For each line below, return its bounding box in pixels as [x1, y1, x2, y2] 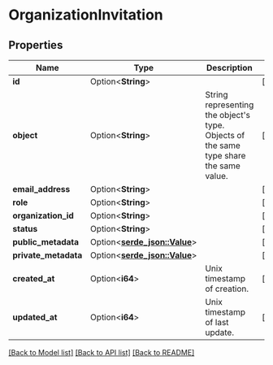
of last [205, 317, 229, 328]
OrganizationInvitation [8, 6, 164, 24]
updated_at [12, 311, 58, 323]
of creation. [205, 283, 249, 294]
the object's [205, 110, 250, 120]
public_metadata [12, 237, 80, 247]
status [12, 224, 38, 234]
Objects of [205, 130, 245, 141]
